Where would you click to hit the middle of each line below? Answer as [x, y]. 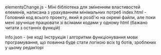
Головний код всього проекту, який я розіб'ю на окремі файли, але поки [80, 17]
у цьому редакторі [24, 47]
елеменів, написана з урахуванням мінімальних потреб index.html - [76, 12]
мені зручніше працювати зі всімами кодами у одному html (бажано [76, 22]
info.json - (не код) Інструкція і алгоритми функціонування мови [71, 37]
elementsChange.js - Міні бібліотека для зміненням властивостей [73, 7]
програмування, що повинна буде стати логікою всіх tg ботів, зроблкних [81, 42]
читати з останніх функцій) [33, 28]
